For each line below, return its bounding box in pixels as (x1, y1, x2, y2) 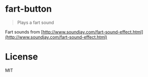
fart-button (5, 3, 52, 15)
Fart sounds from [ (5, 29, 43, 35)
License (5, 51, 38, 62)
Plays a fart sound (17, 19, 54, 25)
